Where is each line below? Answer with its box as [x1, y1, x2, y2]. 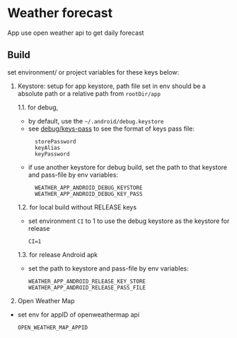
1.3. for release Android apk [17, 250, 98, 258]
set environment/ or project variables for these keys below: [7, 67, 180, 76]
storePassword [34, 138, 76, 145]
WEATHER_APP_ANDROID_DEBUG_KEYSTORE [34, 184, 143, 191]
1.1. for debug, [17, 103, 59, 111]
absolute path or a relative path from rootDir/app [17, 89, 161, 97]
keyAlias [34, 144, 61, 151]
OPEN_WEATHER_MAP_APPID [17, 324, 88, 331]
